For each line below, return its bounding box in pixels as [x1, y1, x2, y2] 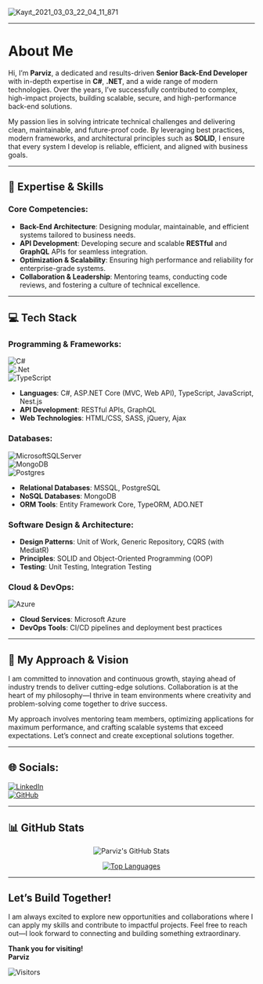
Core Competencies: [8, 204, 88, 215]
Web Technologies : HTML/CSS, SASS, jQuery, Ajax [19, 413, 186, 423]
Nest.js [19, 397, 43, 406]
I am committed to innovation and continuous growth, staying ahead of [8, 674, 236, 683]
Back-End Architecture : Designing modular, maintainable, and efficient [19, 221, 249, 231]
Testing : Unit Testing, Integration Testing [19, 562, 152, 571]
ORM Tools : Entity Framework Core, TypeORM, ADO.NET [19, 499, 204, 509]
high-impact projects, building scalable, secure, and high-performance [8, 93, 237, 102]
